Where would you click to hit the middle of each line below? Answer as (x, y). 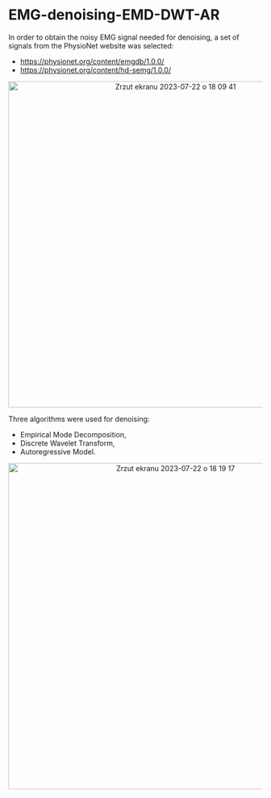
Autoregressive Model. (58, 451)
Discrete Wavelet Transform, (67, 443)
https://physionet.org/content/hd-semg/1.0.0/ (96, 69)
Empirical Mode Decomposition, (73, 434)
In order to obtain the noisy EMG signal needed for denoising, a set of (124, 37)
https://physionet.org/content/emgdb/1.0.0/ (92, 61)
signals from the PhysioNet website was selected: (91, 45)
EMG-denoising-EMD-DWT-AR (114, 15)
